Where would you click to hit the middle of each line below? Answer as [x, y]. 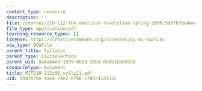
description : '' [26, 17]
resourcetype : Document [36, 67]
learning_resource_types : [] [43, 34]
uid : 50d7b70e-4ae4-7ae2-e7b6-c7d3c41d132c [62, 78]
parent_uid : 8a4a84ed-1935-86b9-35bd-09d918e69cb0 [71, 62]
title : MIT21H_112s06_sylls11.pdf [50, 73]
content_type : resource [36, 12]
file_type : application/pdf [41, 28]
